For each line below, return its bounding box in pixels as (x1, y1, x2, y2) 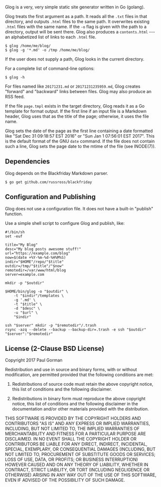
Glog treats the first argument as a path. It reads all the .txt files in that (5, 14, 147, 19)
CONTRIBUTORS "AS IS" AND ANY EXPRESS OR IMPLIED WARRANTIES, (5, 421, 150, 426)
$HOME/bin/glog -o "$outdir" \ (5, 289, 68, 294)
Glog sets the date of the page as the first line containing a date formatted (5, 128, 153, 134)
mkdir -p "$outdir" (5, 281, 45, 285)
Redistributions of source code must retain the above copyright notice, (12, 381, 154, 387)
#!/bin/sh (5, 230, 25, 235)
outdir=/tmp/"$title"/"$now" (5, 264, 64, 268)
